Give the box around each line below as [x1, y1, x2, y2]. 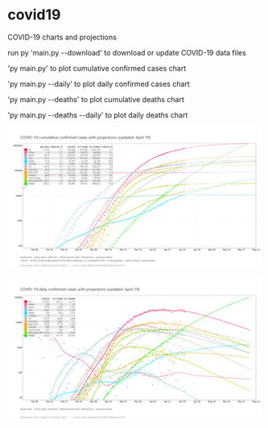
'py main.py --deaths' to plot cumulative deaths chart [7, 94, 184, 104]
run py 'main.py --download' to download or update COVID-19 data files [7, 47, 246, 57]
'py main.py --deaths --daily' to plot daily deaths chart [7, 110, 188, 120]
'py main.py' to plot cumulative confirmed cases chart [7, 63, 187, 73]
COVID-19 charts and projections [7, 32, 118, 42]
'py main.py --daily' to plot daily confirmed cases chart [7, 79, 190, 88]
